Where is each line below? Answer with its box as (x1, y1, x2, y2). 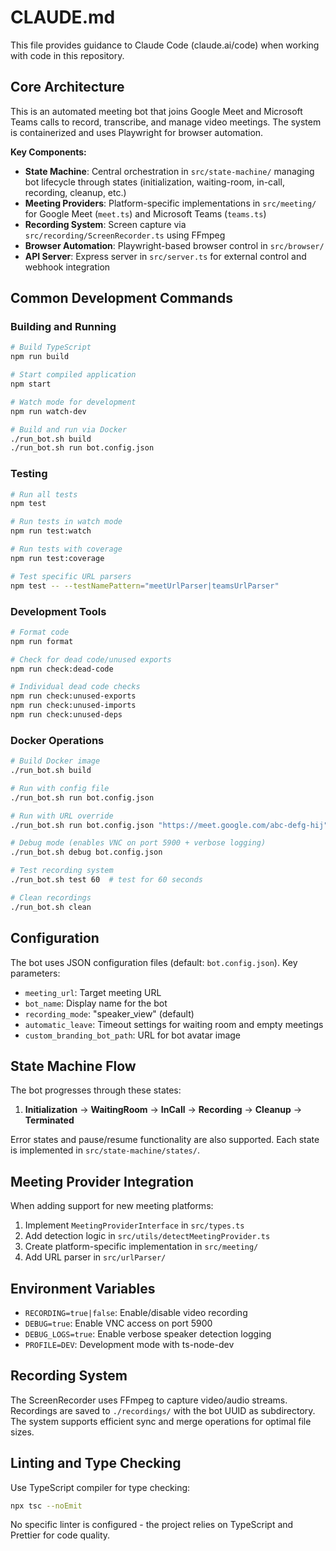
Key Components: (10, 146, 87, 158)
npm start (10, 379, 52, 390)
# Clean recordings (10, 892, 92, 903)
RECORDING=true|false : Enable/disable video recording (24, 1306, 248, 1318)
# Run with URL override (10, 811, 114, 821)
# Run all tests (10, 489, 78, 500)
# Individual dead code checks (10, 682, 141, 692)
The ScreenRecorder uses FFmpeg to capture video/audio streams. (10, 1394, 288, 1406)
